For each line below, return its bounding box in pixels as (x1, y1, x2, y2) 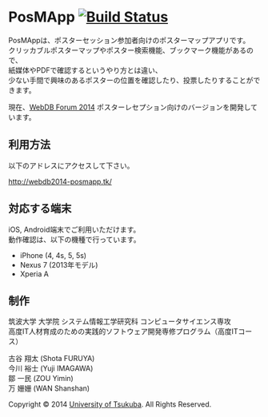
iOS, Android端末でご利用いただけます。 (8, 224, 141, 234)
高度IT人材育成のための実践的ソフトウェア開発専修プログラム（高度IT (8, 327, 238, 336)
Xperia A (19, 268, 50, 279)
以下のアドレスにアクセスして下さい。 (8, 161, 134, 170)
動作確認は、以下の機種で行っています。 (8, 234, 141, 244)
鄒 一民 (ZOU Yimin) (8, 374, 74, 383)
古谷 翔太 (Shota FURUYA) (8, 354, 95, 363)
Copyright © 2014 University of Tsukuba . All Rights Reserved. (8, 399, 212, 409)
